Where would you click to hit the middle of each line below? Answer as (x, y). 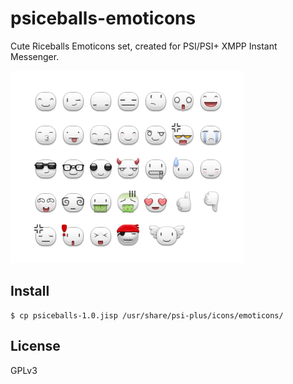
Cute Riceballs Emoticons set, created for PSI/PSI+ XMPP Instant (144, 46)
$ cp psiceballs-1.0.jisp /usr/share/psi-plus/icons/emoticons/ (147, 315)
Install (30, 291)
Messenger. (35, 56)
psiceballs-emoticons (103, 18)
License (35, 346)
